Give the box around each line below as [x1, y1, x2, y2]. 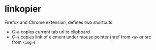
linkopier [4, 3, 41, 15]
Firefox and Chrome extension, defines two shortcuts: [4, 19, 114, 25]
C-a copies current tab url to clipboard [11, 29, 90, 34]
